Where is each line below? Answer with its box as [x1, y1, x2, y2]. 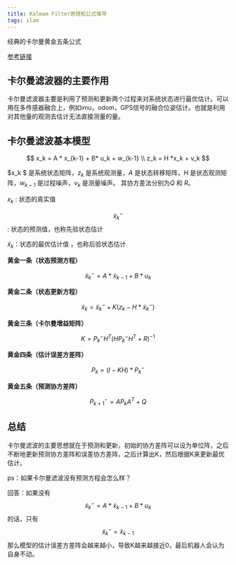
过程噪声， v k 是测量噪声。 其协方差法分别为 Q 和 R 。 [43, 178, 195, 189]
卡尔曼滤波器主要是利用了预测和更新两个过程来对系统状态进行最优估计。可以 [7, 94, 229, 103]
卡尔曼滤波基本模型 [7, 135, 91, 147]
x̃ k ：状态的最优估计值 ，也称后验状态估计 [7, 240, 126, 250]
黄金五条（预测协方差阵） [7, 382, 81, 390]
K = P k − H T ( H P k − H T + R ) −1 [80, 333, 156, 344]
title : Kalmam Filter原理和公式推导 [7, 10, 107, 18]
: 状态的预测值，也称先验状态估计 [7, 225, 103, 233]
